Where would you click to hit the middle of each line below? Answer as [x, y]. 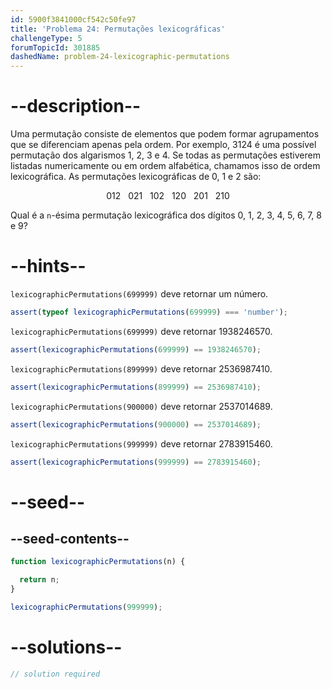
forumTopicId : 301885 [55, 47]
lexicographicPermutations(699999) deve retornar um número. [139, 294]
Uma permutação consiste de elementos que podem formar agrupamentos [165, 134]
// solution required [55, 674]
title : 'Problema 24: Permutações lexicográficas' [118, 29]
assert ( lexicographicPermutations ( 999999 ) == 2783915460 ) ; [136, 462]
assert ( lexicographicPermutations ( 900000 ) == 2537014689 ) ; [136, 424]
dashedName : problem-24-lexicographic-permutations [120, 57]
